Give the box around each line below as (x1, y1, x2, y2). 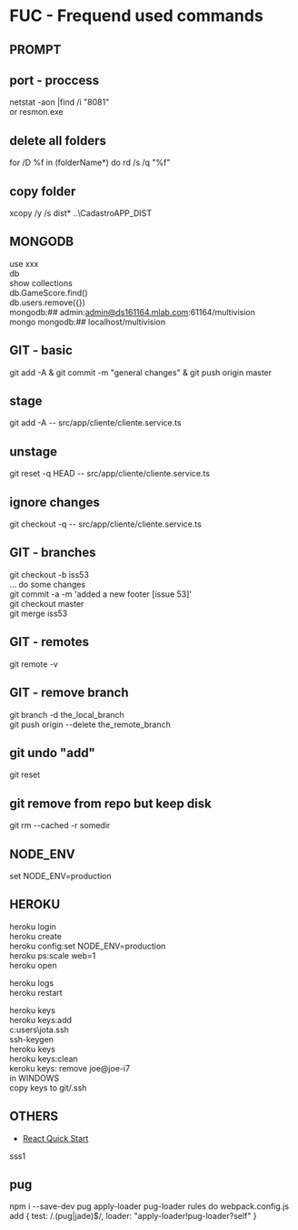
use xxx (9, 258, 39, 269)
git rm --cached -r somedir (9, 820, 111, 831)
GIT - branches (9, 545, 96, 560)
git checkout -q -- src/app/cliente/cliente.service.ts (9, 518, 202, 529)
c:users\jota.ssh (9, 1024, 70, 1035)
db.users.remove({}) (9, 297, 86, 308)
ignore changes (9, 494, 100, 510)
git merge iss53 (9, 608, 68, 619)
